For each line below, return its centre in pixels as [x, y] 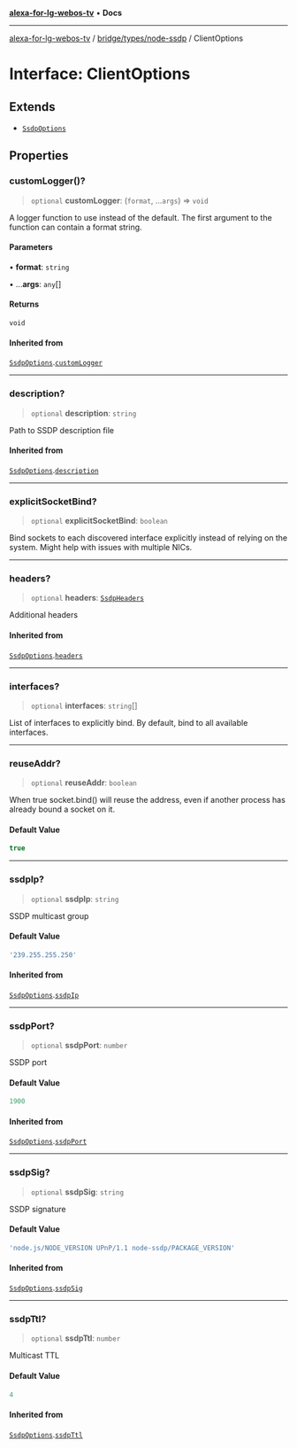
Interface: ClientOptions [100, 74]
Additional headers [43, 615]
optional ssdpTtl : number [76, 1338]
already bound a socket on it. [62, 809]
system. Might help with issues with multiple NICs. [101, 548]
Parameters [31, 247]
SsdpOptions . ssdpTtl [46, 1434]
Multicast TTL [34, 1356]
